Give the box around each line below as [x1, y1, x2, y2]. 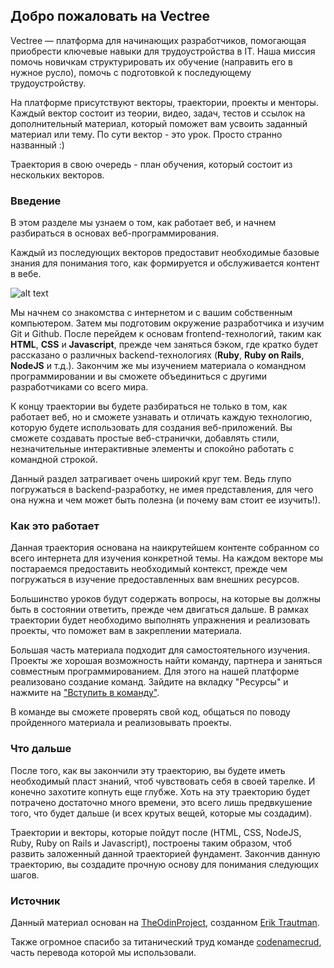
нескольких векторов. [10, 169, 105, 181]
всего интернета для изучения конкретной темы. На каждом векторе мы [10, 552, 324, 564]
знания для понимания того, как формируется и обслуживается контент [10, 257, 320, 269]
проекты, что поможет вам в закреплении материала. [10, 625, 243, 637]
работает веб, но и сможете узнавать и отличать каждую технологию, [10, 411, 313, 423]
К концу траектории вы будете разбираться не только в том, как [10, 400, 288, 413]
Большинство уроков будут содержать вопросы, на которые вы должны [10, 593, 321, 605]
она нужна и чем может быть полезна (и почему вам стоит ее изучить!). [10, 494, 321, 506]
